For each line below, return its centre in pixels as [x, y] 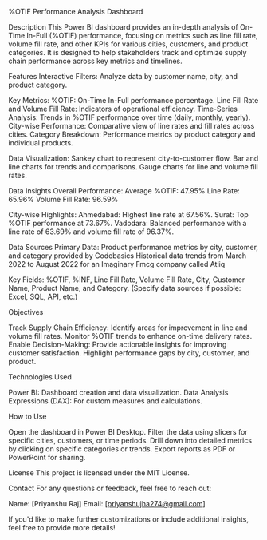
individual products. [41, 143]
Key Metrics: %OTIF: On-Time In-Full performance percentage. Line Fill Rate [133, 100]
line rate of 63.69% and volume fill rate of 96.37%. [91, 232]
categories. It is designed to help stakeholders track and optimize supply [128, 52]
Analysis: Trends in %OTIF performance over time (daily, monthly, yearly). [130, 117]
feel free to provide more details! [62, 528]
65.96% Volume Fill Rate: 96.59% [63, 199]
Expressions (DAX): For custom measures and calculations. [106, 401]
